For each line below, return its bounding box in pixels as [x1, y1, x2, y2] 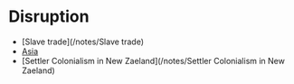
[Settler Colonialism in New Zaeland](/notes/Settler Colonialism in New [21, 55, 286, 66]
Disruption [8, 6, 90, 27]
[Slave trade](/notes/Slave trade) [21, 36, 144, 47]
